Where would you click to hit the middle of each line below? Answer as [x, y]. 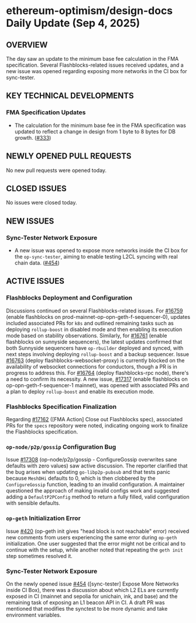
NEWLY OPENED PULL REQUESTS [69, 156]
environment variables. [34, 615]
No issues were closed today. [42, 202]
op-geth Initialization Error [43, 518]
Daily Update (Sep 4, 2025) [73, 23]
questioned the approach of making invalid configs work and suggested [93, 491]
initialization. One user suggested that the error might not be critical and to [96, 543]
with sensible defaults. [33, 503]
